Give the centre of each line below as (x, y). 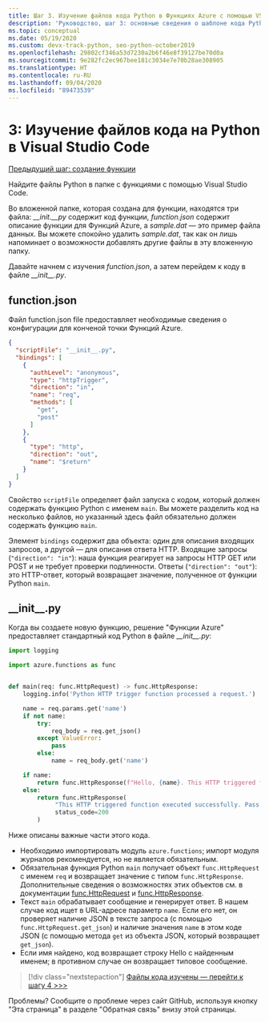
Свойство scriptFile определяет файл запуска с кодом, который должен (134, 499)
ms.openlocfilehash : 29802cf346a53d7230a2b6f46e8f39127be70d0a (116, 53)
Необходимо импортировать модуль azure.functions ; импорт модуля (139, 851)
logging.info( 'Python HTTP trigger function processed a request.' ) (139, 694)
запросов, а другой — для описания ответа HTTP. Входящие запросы (128, 549)
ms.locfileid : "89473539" (51, 90)
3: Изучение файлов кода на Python (134, 130)
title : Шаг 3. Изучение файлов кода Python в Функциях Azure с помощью (130, 16)
